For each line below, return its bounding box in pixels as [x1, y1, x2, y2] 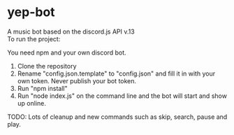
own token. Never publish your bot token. [17, 76, 137, 85]
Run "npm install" [17, 84, 68, 92]
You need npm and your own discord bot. [7, 48, 126, 57]
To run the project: [7, 34, 61, 43]
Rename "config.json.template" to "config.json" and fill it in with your [17, 69, 215, 78]
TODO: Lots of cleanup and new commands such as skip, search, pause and [7, 113, 228, 121]
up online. [17, 99, 47, 107]
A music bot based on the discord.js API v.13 [7, 27, 135, 36]
